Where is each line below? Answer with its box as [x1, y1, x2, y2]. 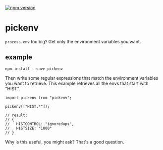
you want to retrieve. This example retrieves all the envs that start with [5, 80, 149, 86]
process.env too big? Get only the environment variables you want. [5, 38, 141, 44]
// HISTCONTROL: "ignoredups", [5, 121, 74, 127]
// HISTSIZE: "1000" [5, 126, 52, 131]
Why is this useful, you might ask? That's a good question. [5, 139, 124, 145]
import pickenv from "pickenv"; [5, 95, 72, 100]
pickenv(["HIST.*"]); [5, 104, 50, 109]
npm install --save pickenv [5, 66, 63, 71]
